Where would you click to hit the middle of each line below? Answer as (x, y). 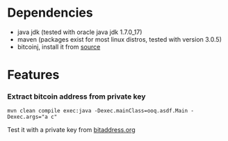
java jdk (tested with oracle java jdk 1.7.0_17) (80, 32)
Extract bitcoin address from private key (76, 97)
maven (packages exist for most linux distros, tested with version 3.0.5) (120, 39)
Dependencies (50, 13)
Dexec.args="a (28, 117)
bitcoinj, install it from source (59, 47)
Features (33, 75)
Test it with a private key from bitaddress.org (71, 130)
